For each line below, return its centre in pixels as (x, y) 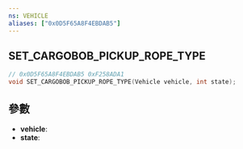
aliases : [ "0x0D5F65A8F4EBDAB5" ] (65, 23)
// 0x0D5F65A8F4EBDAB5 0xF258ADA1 (67, 74)
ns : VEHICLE (28, 16)
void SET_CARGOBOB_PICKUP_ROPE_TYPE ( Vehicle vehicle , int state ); (122, 82)
